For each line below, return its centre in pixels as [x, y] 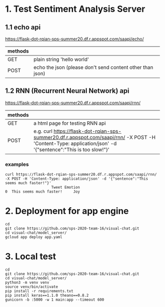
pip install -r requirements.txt [39, 291]
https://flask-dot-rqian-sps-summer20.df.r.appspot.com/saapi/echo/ [74, 39]
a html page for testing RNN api [70, 123]
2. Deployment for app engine [67, 211]
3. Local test [31, 257]
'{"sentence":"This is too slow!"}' [71, 149]
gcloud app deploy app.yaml [34, 237]
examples [17, 164]
